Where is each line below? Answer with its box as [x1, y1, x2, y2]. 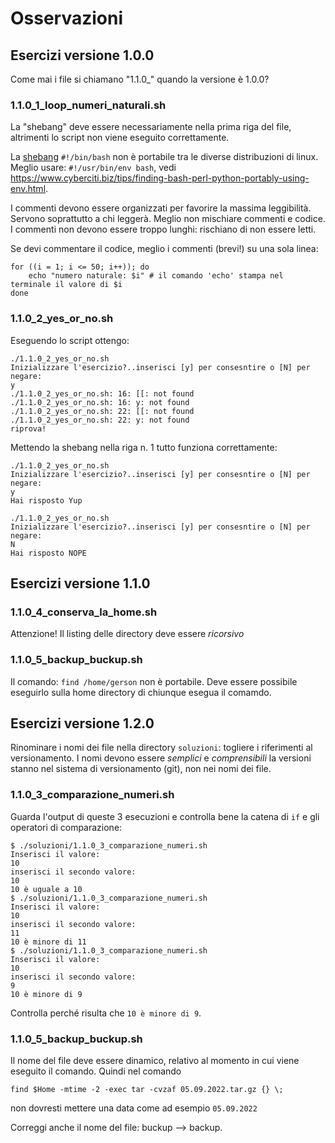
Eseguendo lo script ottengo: [10, 334, 130, 346]
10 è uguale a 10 [10, 884, 83, 894]
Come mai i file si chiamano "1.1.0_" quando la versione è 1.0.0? [10, 73, 270, 85]
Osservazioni [10, 7, 124, 30]
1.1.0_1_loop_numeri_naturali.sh [10, 98, 167, 112]
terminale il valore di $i [10, 280, 123, 290]
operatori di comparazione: [10, 821, 123, 833]
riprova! [10, 423, 47, 434]
